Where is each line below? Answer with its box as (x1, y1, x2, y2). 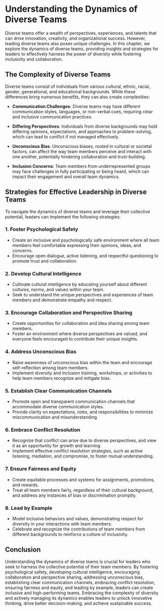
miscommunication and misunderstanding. (12, 414, 98, 420)
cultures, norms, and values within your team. (12, 287, 105, 292)
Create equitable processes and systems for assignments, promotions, (12, 477, 155, 482)
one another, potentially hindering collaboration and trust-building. (12, 154, 146, 159)
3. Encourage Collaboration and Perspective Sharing (5, 309, 133, 316)
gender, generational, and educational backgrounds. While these (5, 88, 136, 94)
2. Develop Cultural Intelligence (5, 270, 82, 277)
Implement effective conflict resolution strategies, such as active (12, 448, 143, 454)
